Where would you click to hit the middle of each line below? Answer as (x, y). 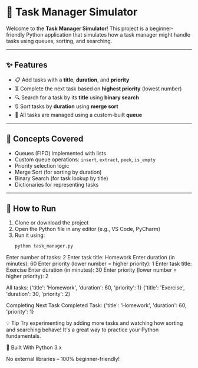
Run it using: (30, 235)
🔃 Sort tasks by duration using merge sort (67, 106)
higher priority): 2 (27, 276)
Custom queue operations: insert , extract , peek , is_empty (85, 159)
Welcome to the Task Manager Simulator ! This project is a (77, 28)
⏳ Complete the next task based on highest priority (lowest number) (98, 89)
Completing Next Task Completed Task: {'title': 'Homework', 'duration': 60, (96, 305)
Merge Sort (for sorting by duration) (58, 172)
